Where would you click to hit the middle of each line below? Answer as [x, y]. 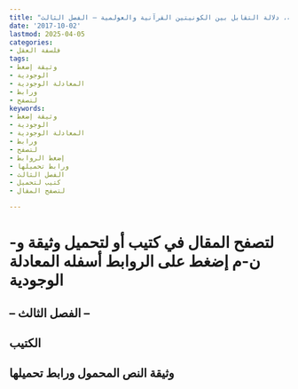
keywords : [27, 108]
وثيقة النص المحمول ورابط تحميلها [92, 373]
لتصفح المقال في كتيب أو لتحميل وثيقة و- [142, 243]
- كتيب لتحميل [35, 183]
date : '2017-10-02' [45, 26]
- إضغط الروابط [37, 158]
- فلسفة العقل [35, 51]
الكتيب [25, 343]
